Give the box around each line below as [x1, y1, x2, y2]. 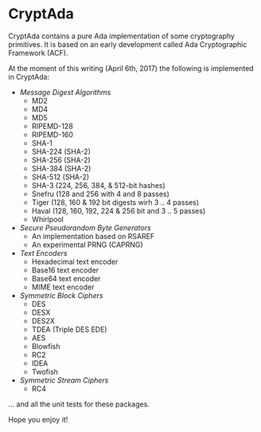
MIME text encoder [31, 282, 95, 292]
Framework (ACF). [8, 48, 68, 57]
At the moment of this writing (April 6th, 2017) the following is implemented [8, 63, 254, 73]
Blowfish [31, 341, 60, 351]
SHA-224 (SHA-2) [31, 147, 92, 156]
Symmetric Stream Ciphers [19, 375, 109, 385]
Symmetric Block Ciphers [19, 290, 103, 300]
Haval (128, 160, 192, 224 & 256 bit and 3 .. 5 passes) [31, 206, 206, 215]
